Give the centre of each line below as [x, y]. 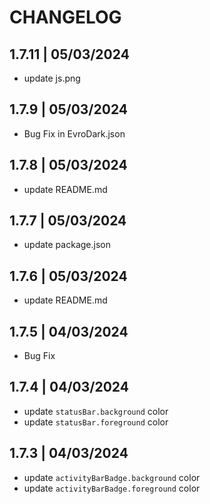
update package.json [67, 245]
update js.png [52, 78]
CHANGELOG [65, 17]
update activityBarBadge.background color [112, 477]
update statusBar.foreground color [96, 422]
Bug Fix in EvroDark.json [74, 133]
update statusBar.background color [96, 411]
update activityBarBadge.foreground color [112, 488]
